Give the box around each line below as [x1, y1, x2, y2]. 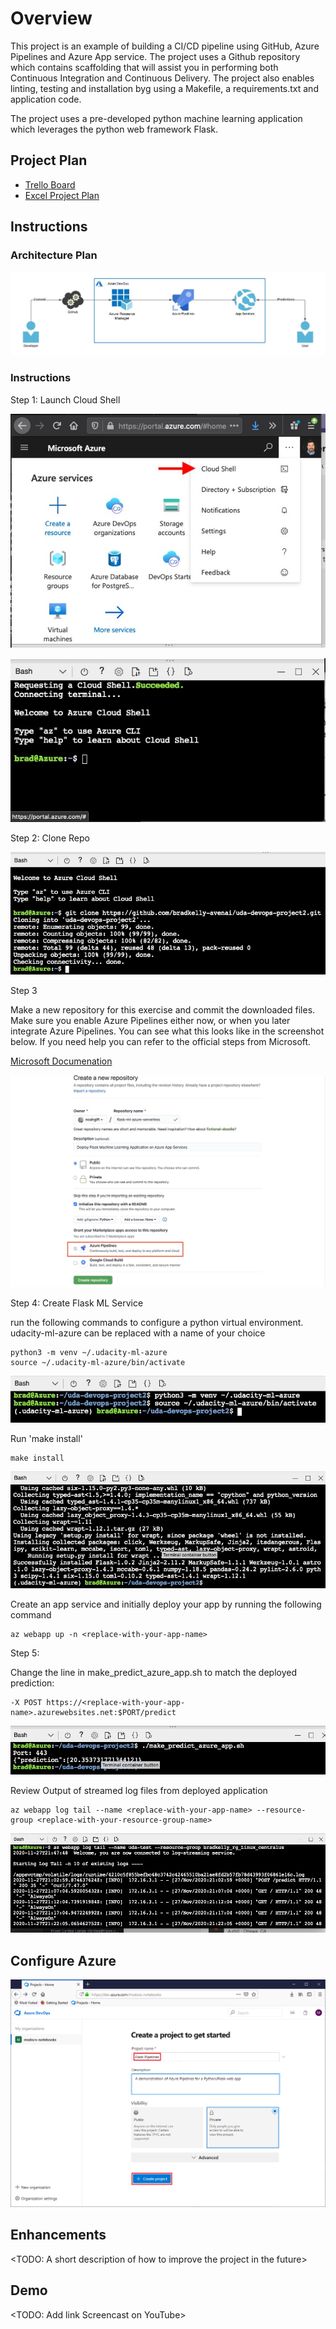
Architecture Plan [10, 248, 98, 262]
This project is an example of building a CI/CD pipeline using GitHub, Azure [10, 40, 320, 52]
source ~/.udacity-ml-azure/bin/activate [10, 1358, 186, 1368]
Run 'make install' [10, 1432, 83, 1444]
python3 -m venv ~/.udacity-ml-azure [10, 1348, 168, 1358]
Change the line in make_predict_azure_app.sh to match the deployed [10, 1666, 298, 1678]
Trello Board [24, 178, 76, 191]
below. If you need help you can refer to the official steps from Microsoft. [10, 1036, 312, 1048]
